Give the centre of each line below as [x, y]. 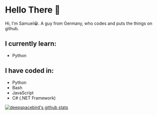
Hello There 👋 [33, 10]
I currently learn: [31, 44]
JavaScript [23, 93]
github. [12, 28]
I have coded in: [30, 71]
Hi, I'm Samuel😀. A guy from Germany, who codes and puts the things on [79, 23]
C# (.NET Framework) [34, 98]
